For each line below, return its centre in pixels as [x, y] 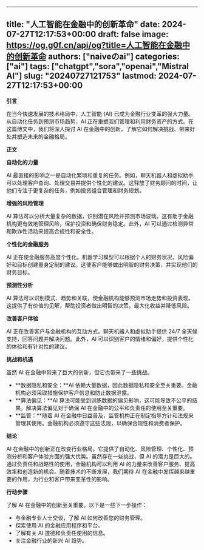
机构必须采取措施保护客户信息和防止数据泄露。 [73, 392]
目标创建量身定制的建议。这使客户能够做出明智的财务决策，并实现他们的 [107, 264]
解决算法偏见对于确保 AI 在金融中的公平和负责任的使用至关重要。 [107, 407]
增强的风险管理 [25, 203]
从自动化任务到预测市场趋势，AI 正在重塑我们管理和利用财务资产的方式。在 [100, 121]
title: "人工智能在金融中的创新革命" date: [83, 25]
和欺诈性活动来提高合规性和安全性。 [52, 231]
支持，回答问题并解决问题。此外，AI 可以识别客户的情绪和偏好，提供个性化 [100, 339]
